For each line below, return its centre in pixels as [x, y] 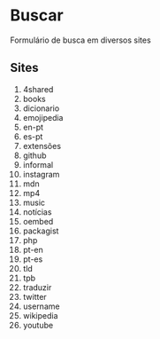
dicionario [41, 108]
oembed [38, 221]
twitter [34, 296]
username [41, 306]
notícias [37, 212]
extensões [42, 146]
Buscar [37, 16]
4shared [38, 89]
